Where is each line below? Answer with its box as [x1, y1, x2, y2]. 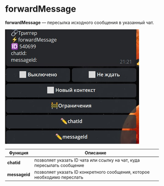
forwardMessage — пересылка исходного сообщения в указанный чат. [5, 20, 154, 25]
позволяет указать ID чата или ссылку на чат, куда [34, 157, 140, 163]
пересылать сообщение [34, 162, 84, 168]
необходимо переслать [34, 174, 83, 180]
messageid [7, 172, 30, 178]
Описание [84, 150, 106, 156]
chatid [7, 160, 20, 165]
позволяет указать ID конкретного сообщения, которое [34, 169, 150, 175]
